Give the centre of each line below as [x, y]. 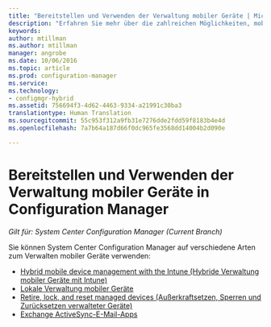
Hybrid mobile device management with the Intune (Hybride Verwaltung [140, 271]
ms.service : [28, 83]
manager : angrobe [38, 53]
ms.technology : [34, 91]
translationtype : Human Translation [70, 114]
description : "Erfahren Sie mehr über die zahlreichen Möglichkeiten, [129, 23]
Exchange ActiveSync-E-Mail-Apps [79, 314]
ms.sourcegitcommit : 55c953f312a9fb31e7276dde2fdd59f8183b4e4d [117, 121]
